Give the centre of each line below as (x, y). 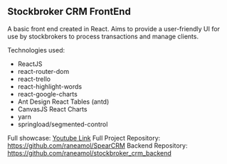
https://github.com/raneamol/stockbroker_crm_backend (90, 153)
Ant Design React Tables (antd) (63, 102)
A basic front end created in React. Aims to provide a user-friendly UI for (114, 28)
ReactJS (30, 64)
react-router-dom (43, 71)
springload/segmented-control (63, 124)
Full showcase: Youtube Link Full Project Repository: (84, 138)
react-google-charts (48, 94)
